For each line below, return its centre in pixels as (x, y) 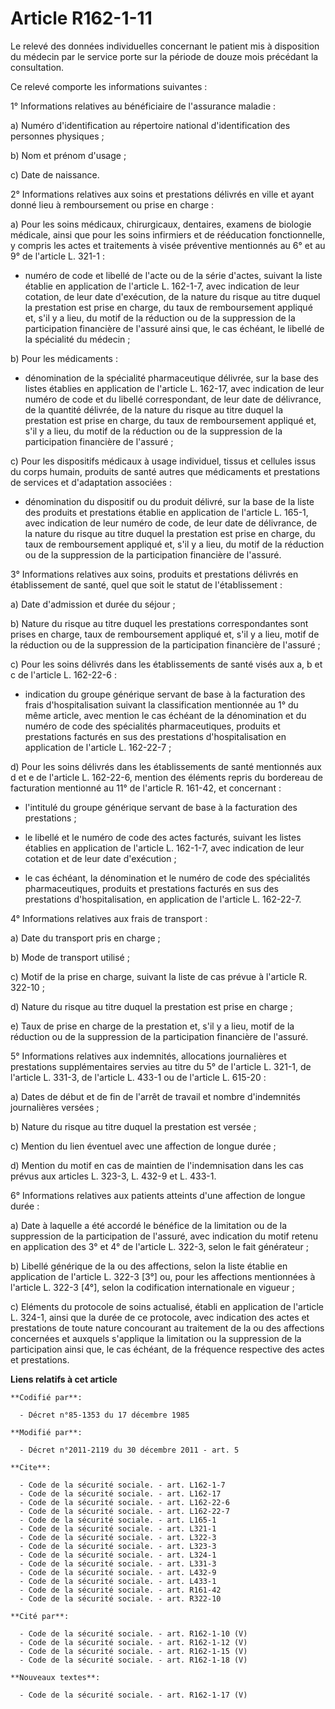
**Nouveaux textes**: (55, 1677)
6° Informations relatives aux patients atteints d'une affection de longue (158, 1195)
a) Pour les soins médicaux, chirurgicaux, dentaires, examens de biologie (161, 224)
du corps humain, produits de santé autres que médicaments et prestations (165, 471)
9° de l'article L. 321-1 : (57, 256)
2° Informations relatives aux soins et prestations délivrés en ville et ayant (162, 194)
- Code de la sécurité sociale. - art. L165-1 (118, 1520)
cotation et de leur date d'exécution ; (100, 858)
